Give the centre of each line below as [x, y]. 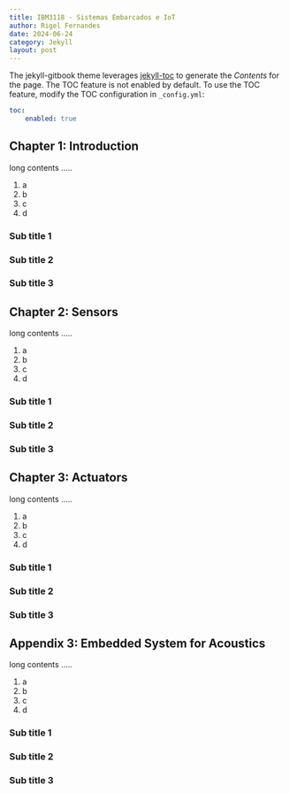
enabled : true [51, 119]
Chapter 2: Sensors [64, 312]
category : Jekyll [41, 42]
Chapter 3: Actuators [68, 477]
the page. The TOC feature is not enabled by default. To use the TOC [135, 85]
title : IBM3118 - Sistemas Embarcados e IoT [92, 17]
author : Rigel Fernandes [55, 26]
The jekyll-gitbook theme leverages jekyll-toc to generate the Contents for [144, 75]
